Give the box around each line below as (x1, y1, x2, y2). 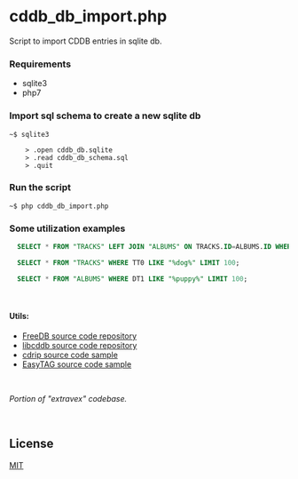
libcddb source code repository (21, 339, 137, 350)
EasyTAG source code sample (21, 358, 132, 370)
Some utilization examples (9, 222, 126, 235)
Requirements (9, 58, 72, 70)
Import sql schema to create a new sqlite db (9, 109, 201, 122)
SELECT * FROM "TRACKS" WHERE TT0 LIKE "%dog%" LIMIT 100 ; (17, 259, 240, 267)
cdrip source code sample (21, 349, 118, 360)
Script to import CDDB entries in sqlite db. (9, 36, 162, 46)
